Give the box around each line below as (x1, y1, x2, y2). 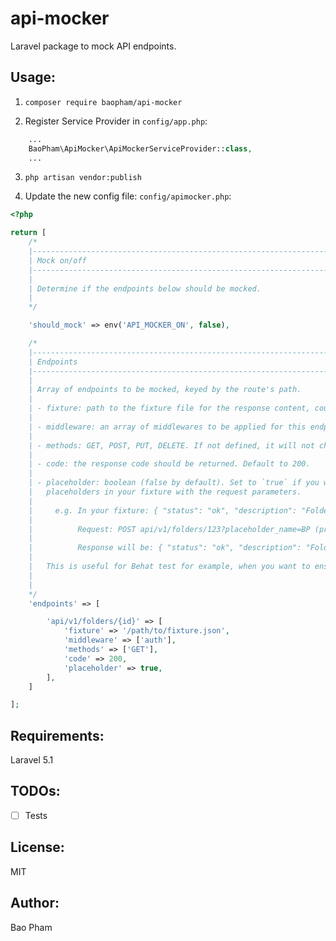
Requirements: (10, 727, 105, 744)
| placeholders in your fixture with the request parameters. (28, 487, 302, 497)
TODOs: (10, 783, 61, 800)
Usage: (10, 69, 57, 86)
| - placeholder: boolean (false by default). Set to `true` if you (28, 478, 320, 488)
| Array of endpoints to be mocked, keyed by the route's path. (28, 385, 302, 395)
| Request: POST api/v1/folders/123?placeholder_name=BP (28, 524, 311, 534)
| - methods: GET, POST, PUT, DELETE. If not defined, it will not (28, 440, 315, 451)
